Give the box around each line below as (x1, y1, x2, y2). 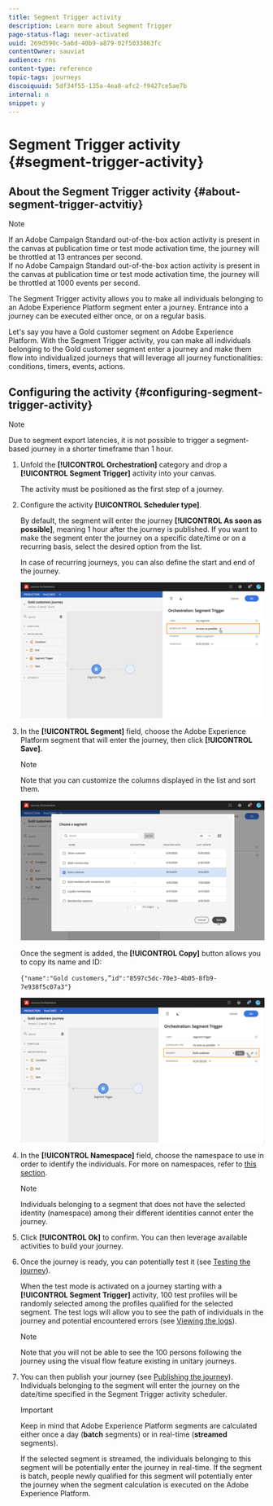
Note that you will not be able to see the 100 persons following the (19, 1347, 242, 1357)
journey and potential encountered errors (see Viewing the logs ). (19, 1315, 237, 1325)
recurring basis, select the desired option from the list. (19, 542, 202, 551)
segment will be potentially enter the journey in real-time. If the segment (19, 1462, 262, 1472)
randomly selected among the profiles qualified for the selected (19, 1298, 233, 1308)
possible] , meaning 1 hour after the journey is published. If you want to (19, 525, 258, 534)
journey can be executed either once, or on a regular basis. (8, 311, 207, 321)
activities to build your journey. (19, 1240, 123, 1250)
